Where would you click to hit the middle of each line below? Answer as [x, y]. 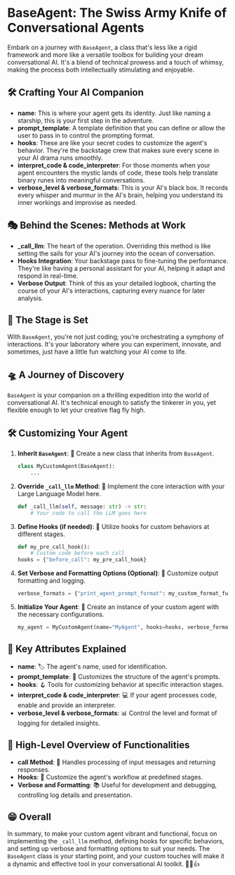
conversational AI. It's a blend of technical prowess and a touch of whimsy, [116, 62]
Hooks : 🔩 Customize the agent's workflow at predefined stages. [110, 777]
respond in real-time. [48, 276]
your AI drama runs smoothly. [60, 158]
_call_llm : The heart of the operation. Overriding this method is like [114, 246]
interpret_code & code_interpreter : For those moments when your [114, 165]
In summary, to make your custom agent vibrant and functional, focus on [112, 834]
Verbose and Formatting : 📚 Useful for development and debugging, [117, 784]
